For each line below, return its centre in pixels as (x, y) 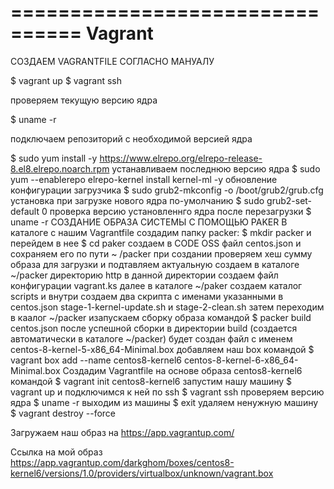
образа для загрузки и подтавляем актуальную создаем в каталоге (155, 264)
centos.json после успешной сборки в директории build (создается (154, 328)
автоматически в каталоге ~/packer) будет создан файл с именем (151, 338)
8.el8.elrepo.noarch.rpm (60, 168)
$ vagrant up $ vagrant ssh (66, 80)
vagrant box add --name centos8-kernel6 (96, 360)
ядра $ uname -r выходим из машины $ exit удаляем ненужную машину (164, 402)
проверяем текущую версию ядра (84, 100)
